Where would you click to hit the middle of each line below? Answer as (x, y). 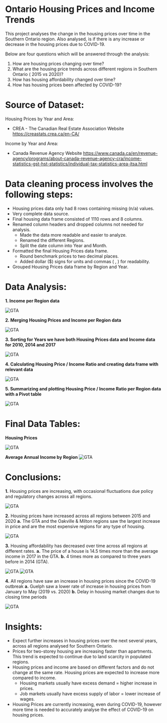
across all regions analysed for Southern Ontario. (63, 646)
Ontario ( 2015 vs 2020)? (38, 74)
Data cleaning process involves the (79, 184)
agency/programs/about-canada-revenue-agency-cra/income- (77, 158)
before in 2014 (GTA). (27, 561)
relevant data (19, 369)
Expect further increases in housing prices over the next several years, (85, 641)
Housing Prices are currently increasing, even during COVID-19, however (87, 704)
